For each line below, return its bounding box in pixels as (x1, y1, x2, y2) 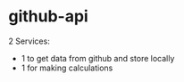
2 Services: (8, 36, 50, 46)
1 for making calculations (21, 62, 113, 73)
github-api (8, 6, 88, 27)
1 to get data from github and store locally (21, 53, 175, 63)
